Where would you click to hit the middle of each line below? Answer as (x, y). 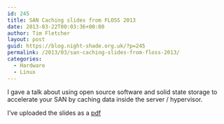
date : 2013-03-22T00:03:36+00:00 (56, 26)
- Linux (25, 72)
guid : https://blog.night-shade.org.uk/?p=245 (76, 46)
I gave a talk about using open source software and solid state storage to (112, 92)
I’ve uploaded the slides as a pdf (54, 113)
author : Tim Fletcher (39, 33)
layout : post (26, 40)
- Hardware (29, 65)
